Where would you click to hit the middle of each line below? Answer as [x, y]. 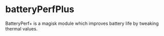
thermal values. [21, 28]
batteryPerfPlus [40, 9]
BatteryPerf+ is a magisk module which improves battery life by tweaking [82, 23]
